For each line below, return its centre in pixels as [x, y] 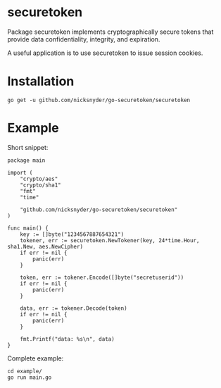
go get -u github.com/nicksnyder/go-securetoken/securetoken [99, 100]
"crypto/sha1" [40, 185]
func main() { [28, 228]
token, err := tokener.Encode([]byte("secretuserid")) [102, 277]
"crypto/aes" [39, 179]
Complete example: [36, 358]
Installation [41, 81]
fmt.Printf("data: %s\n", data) [67, 339]
